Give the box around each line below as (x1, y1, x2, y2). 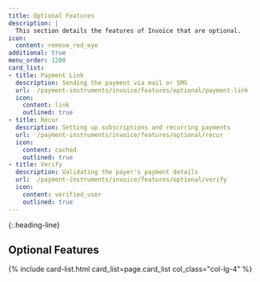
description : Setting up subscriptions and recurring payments (15, 123, 230, 131)
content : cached (22, 146, 78, 154)
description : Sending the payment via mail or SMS (15, 79, 188, 87)
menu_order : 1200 (8, 57, 66, 65)
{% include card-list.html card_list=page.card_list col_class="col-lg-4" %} (8, 264, 253, 274)
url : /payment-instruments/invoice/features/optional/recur (15, 131, 224, 139)
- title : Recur (8, 116, 59, 124)
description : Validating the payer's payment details (15, 168, 198, 176)
